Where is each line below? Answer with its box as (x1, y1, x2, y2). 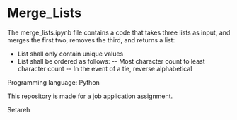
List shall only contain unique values (17, 49, 124, 58)
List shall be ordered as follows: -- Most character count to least (17, 56, 205, 65)
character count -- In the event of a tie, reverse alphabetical (17, 64, 192, 73)
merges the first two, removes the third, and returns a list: (7, 35, 175, 44)
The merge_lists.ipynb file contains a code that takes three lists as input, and (7, 28, 231, 37)
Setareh (7, 105, 30, 114)
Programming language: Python (7, 78, 100, 86)
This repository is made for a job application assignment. (7, 92, 173, 100)
